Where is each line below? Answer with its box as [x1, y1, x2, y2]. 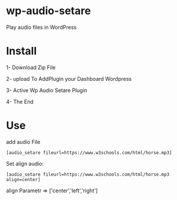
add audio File [6, 138, 41, 145]
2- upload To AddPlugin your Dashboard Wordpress [6, 75, 132, 82]
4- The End [6, 98, 34, 105]
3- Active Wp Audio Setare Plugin [6, 87, 88, 94]
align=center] [6, 176, 41, 182]
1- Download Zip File [6, 64, 56, 71]
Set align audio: [6, 160, 44, 167]
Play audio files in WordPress [6, 24, 77, 31]
